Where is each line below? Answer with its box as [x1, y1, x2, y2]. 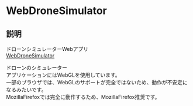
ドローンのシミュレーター [6, 64, 68, 71]
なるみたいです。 [6, 86, 47, 93]
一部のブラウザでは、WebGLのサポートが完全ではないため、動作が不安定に [6, 79, 188, 86]
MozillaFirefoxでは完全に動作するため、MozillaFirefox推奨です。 [6, 94, 160, 100]
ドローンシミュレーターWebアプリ [6, 46, 89, 52]
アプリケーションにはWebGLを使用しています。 [6, 71, 121, 78]
